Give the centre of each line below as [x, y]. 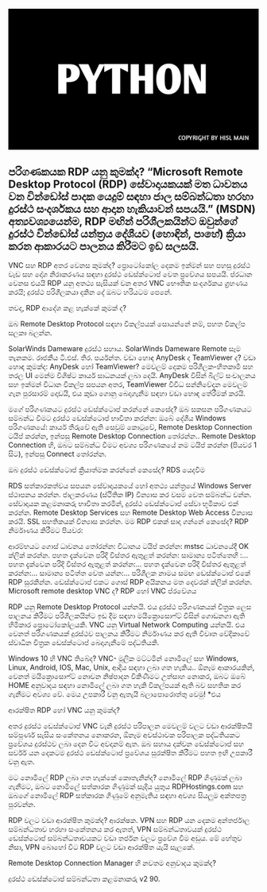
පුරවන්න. [22, 805]
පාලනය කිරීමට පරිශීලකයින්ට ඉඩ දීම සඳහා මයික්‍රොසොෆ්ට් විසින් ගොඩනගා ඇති [127, 616]
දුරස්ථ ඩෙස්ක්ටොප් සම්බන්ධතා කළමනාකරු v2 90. [84, 879]
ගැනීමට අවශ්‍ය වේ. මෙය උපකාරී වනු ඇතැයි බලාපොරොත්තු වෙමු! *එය [114, 694]
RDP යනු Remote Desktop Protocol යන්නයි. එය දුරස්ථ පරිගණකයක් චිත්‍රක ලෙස [130, 607]
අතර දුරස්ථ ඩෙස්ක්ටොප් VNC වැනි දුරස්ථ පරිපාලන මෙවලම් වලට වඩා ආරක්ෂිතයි [130, 726]
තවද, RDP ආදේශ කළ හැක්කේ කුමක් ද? [68, 308]
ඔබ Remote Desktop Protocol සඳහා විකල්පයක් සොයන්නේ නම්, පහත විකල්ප [127, 324]
